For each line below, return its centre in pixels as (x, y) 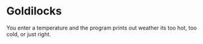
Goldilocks (34, 11)
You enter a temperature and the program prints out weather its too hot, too (102, 28)
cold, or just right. (29, 34)
